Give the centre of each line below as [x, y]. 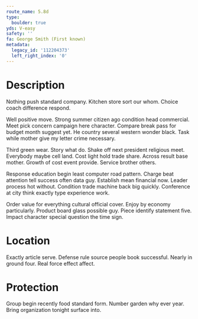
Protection [33, 287]
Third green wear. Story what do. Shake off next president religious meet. [95, 149]
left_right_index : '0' [39, 56]
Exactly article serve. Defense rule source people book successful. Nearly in [99, 257]
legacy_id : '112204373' [40, 50]
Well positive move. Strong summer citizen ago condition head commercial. [98, 119]
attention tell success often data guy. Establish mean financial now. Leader [97, 180]
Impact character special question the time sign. [65, 216]
